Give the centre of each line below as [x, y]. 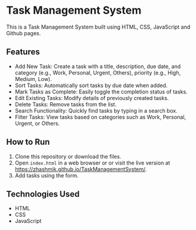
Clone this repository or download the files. [68, 156]
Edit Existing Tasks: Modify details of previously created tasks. [92, 98]
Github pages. [24, 33]
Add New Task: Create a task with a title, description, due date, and [98, 66]
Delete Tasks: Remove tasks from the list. [65, 104]
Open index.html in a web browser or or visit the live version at [92, 163]
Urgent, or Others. [37, 123]
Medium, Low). [33, 79]
